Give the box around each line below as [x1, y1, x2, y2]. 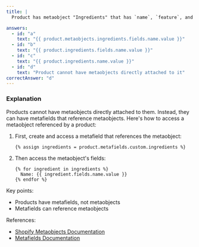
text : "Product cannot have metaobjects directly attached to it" [17, 69, 185, 75]
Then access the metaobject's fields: [14, 155, 106, 162]
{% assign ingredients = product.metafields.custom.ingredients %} [14, 144, 186, 150]
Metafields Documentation [14, 234, 80, 242]
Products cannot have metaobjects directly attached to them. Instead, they [6, 108, 189, 115]
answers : [6, 25, 28, 31]
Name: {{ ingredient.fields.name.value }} [20, 171, 128, 177]
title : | [6, 8, 28, 15]
